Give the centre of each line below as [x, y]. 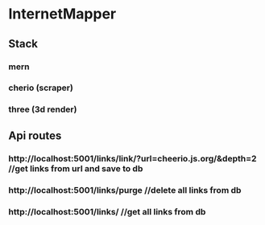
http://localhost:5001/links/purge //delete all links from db [125, 190]
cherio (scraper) [41, 88]
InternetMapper [62, 14]
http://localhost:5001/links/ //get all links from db [107, 211]
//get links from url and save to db [76, 168]
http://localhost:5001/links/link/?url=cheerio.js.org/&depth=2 [132, 158]
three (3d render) [43, 109]
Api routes [35, 135]
